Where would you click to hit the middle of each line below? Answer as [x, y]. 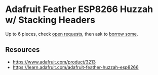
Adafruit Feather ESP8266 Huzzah [79, 9]
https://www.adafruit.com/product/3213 [54, 62]
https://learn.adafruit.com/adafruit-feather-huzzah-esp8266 [75, 67]
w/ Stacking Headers [50, 20]
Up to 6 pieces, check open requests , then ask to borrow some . [72, 34]
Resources [23, 50]
